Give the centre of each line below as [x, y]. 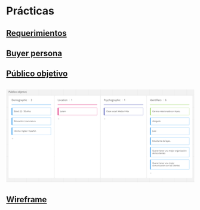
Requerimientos [36, 33]
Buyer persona [34, 53]
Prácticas [30, 11]
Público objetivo [37, 74]
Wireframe [27, 200]
